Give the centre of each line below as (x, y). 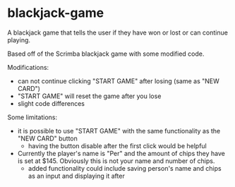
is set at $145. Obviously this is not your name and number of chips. (116, 161)
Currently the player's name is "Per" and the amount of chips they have (121, 153)
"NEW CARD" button (47, 138)
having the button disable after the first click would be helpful (117, 145)
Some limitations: (32, 117)
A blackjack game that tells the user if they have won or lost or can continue (117, 32)
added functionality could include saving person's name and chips (125, 168)
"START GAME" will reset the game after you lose (89, 96)
